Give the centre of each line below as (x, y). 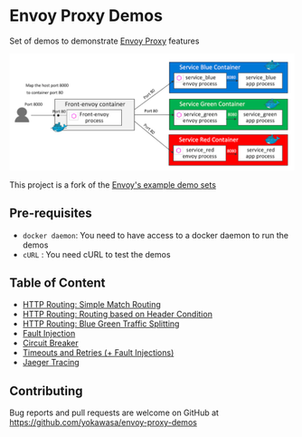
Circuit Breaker (50, 343)
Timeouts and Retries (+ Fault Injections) (98, 353)
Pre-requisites (51, 214)
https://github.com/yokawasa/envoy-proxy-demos (103, 422)
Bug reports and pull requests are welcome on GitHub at (114, 413)
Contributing (46, 391)
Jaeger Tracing (51, 363)
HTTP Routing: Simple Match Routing (91, 305)
